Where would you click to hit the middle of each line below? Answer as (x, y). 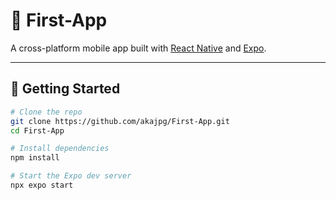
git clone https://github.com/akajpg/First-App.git (120, 121)
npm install (35, 158)
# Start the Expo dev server (71, 176)
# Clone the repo (46, 112)
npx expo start (42, 185)
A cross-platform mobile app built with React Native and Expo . (138, 48)
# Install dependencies (60, 149)
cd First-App (37, 130)
